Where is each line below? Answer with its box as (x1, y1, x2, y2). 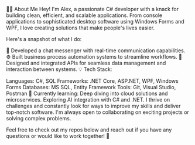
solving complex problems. (6, 115, 71, 122)
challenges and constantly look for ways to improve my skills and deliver (6, 103, 181, 109)
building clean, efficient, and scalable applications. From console (6, 12, 163, 19)
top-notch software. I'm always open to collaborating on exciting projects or (6, 109, 189, 116)
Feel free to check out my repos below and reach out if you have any (6, 126, 172, 133)
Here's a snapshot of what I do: (6, 36, 82, 42)
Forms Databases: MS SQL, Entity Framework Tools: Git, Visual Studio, (6, 84, 176, 90)
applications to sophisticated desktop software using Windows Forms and (6, 18, 184, 25)
